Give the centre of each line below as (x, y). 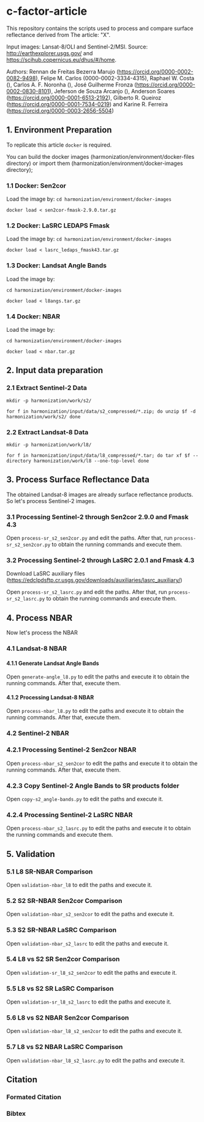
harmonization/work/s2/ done (43, 417)
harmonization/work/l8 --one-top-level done (91, 461)
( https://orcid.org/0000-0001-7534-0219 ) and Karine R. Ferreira (87, 104)
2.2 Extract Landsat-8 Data (47, 432)
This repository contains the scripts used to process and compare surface (100, 28)
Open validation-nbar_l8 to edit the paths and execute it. (79, 885)
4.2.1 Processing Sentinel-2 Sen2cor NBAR (71, 750)
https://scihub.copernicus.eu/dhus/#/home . (62, 60)
